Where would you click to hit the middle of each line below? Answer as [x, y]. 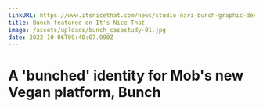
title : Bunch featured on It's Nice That [77, 23]
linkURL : [22, 15]
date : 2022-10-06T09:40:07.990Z [61, 37]
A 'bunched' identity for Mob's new [126, 76]
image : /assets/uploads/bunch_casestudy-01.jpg [87, 30]
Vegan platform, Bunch [85, 93]
